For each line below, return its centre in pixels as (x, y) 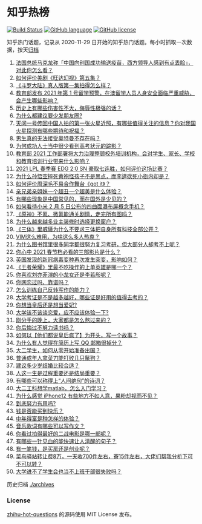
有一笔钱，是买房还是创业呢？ (53, 448)
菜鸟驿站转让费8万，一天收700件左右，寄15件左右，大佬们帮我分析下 (102, 456)
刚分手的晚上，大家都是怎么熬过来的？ (63, 320)
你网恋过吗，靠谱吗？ (42, 282)
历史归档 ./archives (31, 484)
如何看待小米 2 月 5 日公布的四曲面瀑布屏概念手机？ (80, 206)
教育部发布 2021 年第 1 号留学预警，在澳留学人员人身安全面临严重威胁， (105, 93)
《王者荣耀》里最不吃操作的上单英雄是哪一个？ (74, 267)
